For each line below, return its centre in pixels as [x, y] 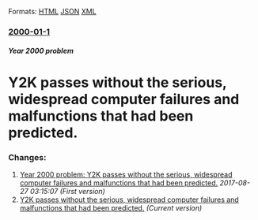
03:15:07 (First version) [68, 191]
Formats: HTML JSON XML [52, 11]
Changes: [27, 157]
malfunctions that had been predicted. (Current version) [111, 208]
